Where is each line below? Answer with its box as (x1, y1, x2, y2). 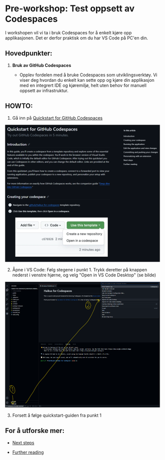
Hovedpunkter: (5, 49, 53, 58)
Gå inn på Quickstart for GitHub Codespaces (12, 115, 103, 121)
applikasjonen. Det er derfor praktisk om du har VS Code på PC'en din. (5, 35, 148, 41)
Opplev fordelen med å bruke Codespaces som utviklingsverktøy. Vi (19, 72, 158, 78)
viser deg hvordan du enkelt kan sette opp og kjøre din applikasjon (19, 77, 155, 83)
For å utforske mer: (5, 427, 65, 435)
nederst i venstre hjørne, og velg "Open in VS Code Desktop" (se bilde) (12, 272, 156, 278)
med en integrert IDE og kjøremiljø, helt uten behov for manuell (19, 82, 147, 88)
